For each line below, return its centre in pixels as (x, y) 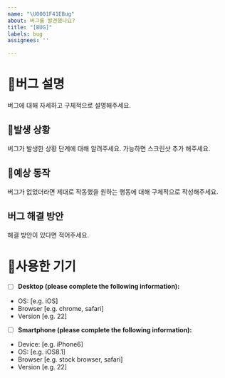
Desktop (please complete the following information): (99, 287)
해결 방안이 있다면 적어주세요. (48, 235)
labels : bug (25, 34)
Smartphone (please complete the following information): (105, 330)
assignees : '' (28, 41)
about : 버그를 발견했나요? (41, 21)
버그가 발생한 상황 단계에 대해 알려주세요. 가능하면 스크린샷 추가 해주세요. (109, 148)
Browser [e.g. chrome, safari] (61, 308)
